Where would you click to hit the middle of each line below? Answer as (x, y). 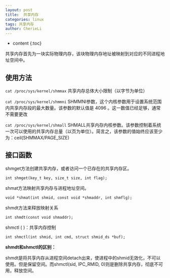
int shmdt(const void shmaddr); (39, 217)
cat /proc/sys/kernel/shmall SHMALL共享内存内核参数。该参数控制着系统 (83, 125)
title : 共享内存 (22, 15)
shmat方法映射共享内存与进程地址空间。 (47, 188)
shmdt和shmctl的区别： (31, 247)
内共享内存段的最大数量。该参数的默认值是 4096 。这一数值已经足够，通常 (83, 108)
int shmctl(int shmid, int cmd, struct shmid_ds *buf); (65, 237)
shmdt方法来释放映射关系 (32, 207)
